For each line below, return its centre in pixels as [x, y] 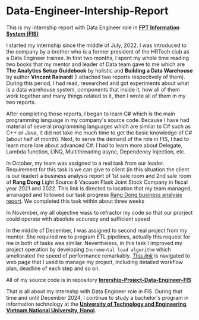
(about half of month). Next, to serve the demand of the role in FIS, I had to [97, 139]
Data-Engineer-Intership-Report [87, 11]
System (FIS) [22, 33]
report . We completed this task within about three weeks [75, 201]
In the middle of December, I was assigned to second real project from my [97, 230]
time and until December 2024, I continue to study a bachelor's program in [97, 297]
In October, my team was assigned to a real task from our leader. [85, 163]
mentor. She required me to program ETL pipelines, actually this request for [98, 237]
